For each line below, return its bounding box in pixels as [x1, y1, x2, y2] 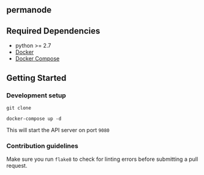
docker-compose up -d [6, 116, 62, 122]
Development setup [6, 91, 66, 100]
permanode [6, 5, 52, 15]
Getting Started [6, 73, 67, 83]
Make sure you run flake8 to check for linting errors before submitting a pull [6, 155, 198, 163]
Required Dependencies [6, 26, 100, 36]
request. [6, 162, 28, 169]
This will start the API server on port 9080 [6, 126, 110, 133]
